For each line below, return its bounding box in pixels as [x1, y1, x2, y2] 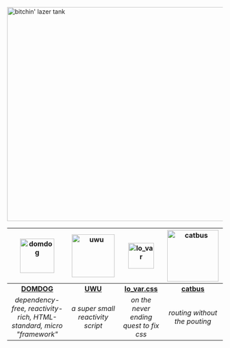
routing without [168, 308, 218, 317]
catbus [181, 284, 205, 293]
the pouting [174, 316, 212, 326]
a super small [71, 304, 115, 313]
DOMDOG [21, 284, 53, 293]
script [84, 321, 103, 330]
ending [129, 312, 153, 321]
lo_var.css [124, 284, 158, 293]
